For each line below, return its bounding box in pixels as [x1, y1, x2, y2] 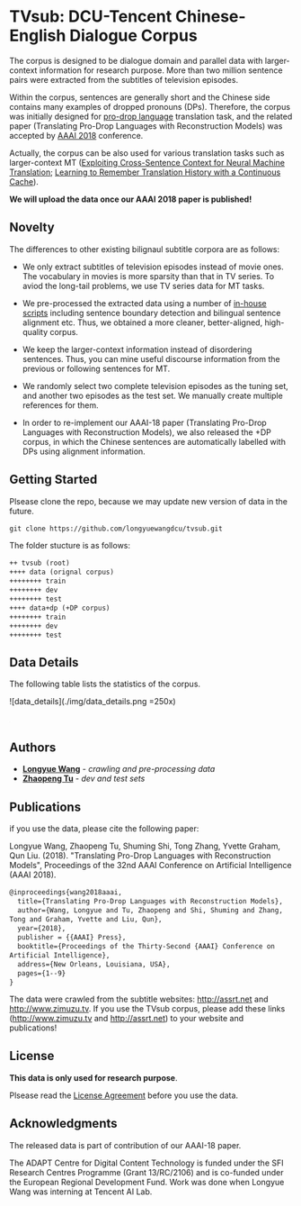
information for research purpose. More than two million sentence [39, 65, 283, 76]
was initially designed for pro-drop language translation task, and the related [9, 111, 293, 122]
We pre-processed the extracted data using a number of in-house [22, 297, 267, 308]
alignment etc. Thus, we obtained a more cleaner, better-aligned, [22, 317, 263, 328]
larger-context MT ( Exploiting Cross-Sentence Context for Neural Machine [9, 157, 286, 168]
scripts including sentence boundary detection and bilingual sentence [22, 307, 281, 318]
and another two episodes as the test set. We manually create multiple [22, 390, 283, 401]
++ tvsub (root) [9, 558, 70, 567]
